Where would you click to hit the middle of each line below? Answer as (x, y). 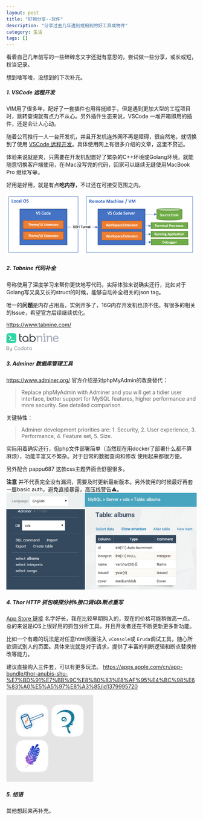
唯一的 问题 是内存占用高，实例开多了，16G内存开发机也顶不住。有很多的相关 (101, 305)
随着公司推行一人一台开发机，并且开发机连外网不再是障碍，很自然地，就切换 (101, 137)
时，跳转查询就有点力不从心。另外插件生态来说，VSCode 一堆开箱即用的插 (99, 116)
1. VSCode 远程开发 (31, 92)
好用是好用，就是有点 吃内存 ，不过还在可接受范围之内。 (75, 185)
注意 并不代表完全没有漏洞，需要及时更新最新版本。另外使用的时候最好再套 (100, 482)
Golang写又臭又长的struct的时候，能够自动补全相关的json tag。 (85, 292)
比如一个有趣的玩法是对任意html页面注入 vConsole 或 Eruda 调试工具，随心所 (100, 639)
